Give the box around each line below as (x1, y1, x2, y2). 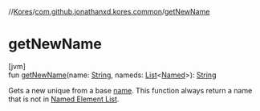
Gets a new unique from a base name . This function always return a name (8, 85, 253, 95)
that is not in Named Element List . (8, 94, 120, 104)
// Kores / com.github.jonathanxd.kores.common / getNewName (8, 7, 210, 16)
